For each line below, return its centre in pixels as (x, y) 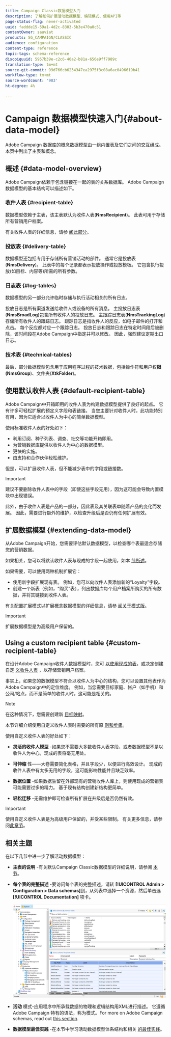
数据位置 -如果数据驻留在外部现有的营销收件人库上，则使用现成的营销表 (88, 781)
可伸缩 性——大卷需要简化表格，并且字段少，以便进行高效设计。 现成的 (88, 764)
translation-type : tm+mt (32, 64)
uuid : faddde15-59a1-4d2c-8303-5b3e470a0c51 (53, 27)
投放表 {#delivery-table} (36, 246)
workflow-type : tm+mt (28, 75)
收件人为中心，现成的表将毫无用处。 (51, 753)
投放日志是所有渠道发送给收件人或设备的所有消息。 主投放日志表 (73, 309)
